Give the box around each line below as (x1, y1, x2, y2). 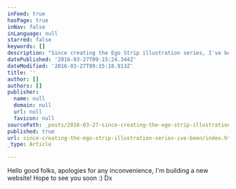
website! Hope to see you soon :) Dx (7, 174, 112, 183)
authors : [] (7, 82, 42, 89)
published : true (7, 128, 55, 135)
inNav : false (7, 23, 46, 30)
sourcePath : (7, 121, 42, 129)
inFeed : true (7, 10, 46, 18)
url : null (13, 108, 42, 115)
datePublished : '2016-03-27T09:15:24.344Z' (7, 56, 137, 63)
